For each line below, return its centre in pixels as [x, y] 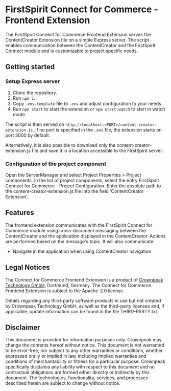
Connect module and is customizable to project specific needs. [72, 51]
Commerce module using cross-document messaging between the [76, 230]
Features [20, 213]
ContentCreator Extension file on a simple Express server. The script [77, 40]
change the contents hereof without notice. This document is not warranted [85, 345]
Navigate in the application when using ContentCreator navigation [82, 251]
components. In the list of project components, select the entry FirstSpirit [82, 180]
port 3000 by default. [28, 135]
